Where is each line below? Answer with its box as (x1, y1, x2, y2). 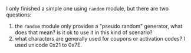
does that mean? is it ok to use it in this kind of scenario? (14, 29, 153, 36)
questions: (6, 11, 32, 18)
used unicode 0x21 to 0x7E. (14, 41, 83, 48)
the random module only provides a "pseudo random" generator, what (14, 23, 183, 29)
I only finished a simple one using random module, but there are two (6, 5, 169, 12)
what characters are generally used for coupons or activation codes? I (14, 35, 186, 42)
